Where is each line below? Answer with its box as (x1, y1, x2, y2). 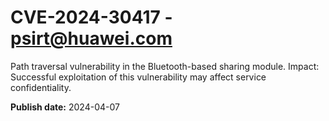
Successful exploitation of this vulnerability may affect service (10, 71, 267, 83)
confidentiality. (10, 81, 72, 93)
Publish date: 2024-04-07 (10, 101, 120, 113)
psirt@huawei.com (10, 27, 173, 50)
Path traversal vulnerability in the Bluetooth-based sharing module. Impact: (10, 60, 320, 72)
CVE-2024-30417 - (10, 6, 173, 29)
